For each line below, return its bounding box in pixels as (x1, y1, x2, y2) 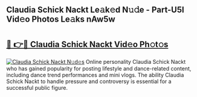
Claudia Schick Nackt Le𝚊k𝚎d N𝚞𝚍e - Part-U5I (6, 5, 184, 15)
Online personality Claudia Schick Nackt (85, 58, 186, 65)
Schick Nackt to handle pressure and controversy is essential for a (6, 78, 172, 85)
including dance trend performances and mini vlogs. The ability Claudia (6, 72, 184, 78)
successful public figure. (6, 84, 68, 91)
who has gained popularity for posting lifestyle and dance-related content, (6, 65, 192, 72)
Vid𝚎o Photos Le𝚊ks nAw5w (6, 14, 116, 25)
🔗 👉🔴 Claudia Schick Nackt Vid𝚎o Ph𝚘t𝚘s (6, 39, 169, 49)
